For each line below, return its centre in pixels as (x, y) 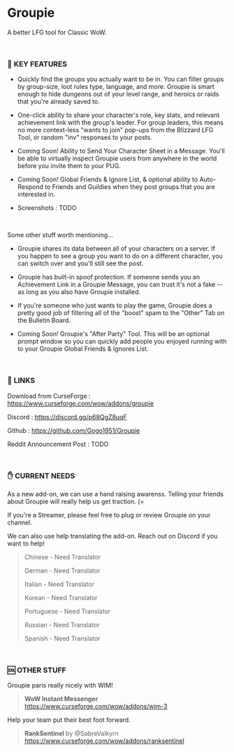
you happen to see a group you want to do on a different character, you (120, 256)
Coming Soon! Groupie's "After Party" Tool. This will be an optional (113, 334)
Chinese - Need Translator (63, 557)
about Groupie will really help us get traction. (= (76, 501)
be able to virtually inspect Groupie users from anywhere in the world (117, 158)
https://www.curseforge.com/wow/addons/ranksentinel (104, 741)
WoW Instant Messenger (61, 699)
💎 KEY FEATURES (37, 64)
